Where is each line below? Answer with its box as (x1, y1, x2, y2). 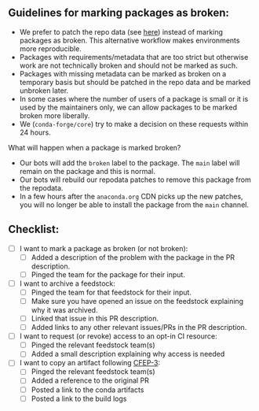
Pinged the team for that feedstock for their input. (31, 287, 192, 297)
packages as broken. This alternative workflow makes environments (19, 35, 240, 45)
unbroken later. (19, 86, 69, 95)
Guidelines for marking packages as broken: (8, 6, 229, 20)
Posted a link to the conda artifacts (31, 385, 144, 394)
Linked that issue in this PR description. (31, 314, 159, 323)
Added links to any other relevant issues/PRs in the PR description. (31, 323, 247, 332)
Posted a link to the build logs (31, 394, 127, 403)
